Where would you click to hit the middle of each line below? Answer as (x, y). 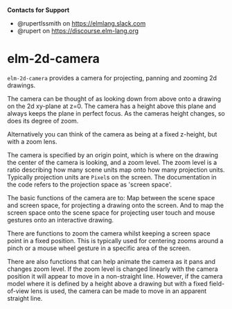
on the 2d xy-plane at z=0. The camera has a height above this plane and (112, 106)
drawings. (21, 85)
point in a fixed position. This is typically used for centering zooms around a (115, 240)
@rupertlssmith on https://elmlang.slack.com (81, 23)
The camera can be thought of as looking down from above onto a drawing (114, 98)
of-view (18, 291)
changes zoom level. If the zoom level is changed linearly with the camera (113, 269)
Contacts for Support (38, 10)
